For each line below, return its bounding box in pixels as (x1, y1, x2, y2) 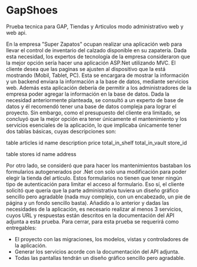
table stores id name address (6, 150, 76, 157)
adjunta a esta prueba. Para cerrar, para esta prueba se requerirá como (6, 218, 179, 225)
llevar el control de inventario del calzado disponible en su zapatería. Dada (6, 46, 187, 53)
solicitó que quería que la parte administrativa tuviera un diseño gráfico (6, 187, 179, 194)
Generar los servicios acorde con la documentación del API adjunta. (14, 248, 180, 255)
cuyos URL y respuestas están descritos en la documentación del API (6, 212, 175, 219)
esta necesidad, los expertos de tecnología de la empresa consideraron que (6, 53, 191, 60)
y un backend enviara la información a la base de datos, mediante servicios (6, 77, 189, 85)
